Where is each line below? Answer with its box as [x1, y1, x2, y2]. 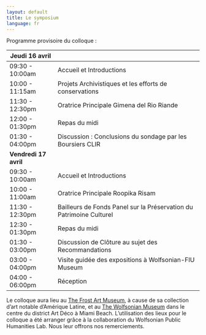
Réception [57, 277, 87, 285]
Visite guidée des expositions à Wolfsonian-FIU [57, 255, 195, 264]
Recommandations [57, 246, 112, 254]
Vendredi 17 [9, 150, 47, 159]
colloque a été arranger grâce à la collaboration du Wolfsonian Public [6, 316, 181, 323]
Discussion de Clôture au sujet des [57, 238, 158, 247]
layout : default [6, 9, 48, 15]
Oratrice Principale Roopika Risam [57, 189, 156, 198]
